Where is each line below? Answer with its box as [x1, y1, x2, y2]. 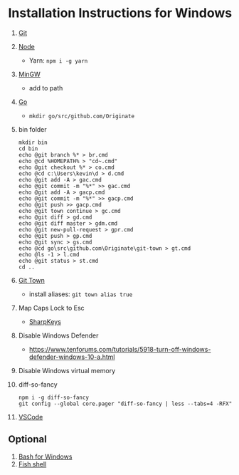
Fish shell [18, 459, 47, 468]
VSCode [18, 412, 43, 421]
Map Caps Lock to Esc [18, 303, 85, 312]
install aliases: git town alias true [28, 290, 133, 298]
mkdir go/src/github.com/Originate [28, 113, 134, 120]
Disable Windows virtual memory [18, 366, 116, 375]
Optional [8, 433, 47, 446]
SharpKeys [28, 317, 61, 325]
